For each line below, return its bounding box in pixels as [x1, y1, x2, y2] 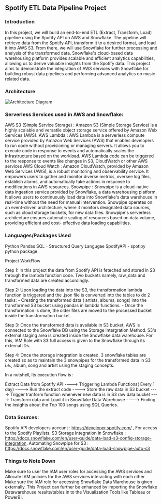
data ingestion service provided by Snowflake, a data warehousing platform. [5, 189, 157, 195]
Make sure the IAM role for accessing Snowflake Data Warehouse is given [5, 479, 152, 485]
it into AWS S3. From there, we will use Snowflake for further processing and [5, 45, 158, 50]
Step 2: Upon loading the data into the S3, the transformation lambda [5, 287, 143, 293]
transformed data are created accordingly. [5, 277, 89, 283]
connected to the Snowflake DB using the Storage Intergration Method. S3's [5, 327, 157, 333]
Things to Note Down [5, 457, 56, 464]
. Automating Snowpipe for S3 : [26, 440, 88, 446]
